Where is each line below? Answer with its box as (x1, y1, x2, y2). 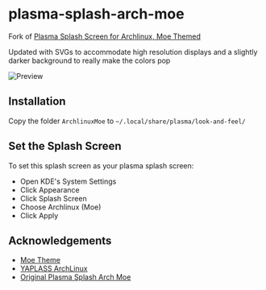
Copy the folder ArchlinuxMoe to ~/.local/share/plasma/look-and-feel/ (8, 116, 246, 126)
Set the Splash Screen (8, 139, 123, 153)
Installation (8, 94, 66, 109)
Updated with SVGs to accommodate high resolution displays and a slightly (8, 47, 258, 56)
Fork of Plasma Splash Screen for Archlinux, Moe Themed (8, 31, 202, 41)
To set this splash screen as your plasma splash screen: (8, 160, 194, 170)
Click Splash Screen (19, 193, 87, 203)
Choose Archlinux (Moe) (19, 202, 102, 212)
